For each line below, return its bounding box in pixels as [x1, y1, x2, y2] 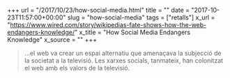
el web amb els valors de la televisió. [24, 64, 130, 72]
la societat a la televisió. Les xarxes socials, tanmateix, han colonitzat [24, 56, 224, 65]
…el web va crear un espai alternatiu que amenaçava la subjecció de [24, 49, 222, 57]
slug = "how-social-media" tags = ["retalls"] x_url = [67, 13, 215, 22]
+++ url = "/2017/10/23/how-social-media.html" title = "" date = [7, 6, 190, 14]
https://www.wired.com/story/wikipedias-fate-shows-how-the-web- [10, 21, 207, 29]
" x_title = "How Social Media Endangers [74, 28, 190, 36]
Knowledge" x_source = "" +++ [7, 36, 98, 44]
